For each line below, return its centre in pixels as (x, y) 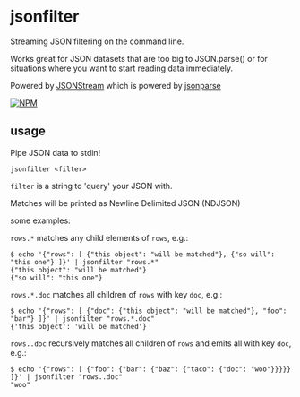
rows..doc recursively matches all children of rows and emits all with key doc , (151, 343)
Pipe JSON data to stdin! (56, 152)
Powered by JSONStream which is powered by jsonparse (116, 85)
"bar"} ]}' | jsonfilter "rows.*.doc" (82, 319)
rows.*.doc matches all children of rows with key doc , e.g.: (116, 294)
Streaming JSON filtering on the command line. (97, 41)
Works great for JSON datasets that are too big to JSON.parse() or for (139, 58)
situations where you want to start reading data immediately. (122, 68)
